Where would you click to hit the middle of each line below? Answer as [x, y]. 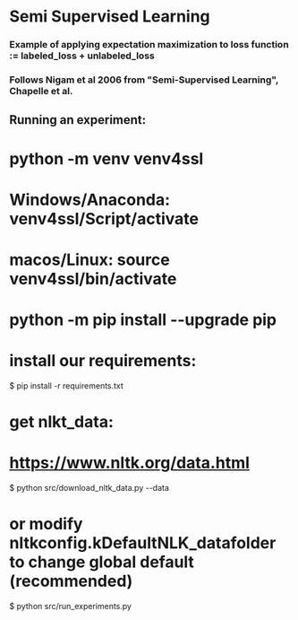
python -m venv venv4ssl [106, 158]
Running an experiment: [78, 120]
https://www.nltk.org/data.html [130, 463]
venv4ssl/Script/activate [104, 218]
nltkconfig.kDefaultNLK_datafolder [143, 543]
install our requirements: [103, 361]
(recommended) [71, 581]
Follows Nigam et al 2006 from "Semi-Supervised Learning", [144, 80]
